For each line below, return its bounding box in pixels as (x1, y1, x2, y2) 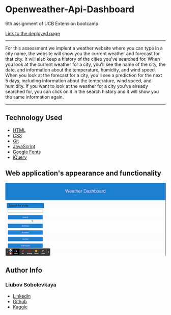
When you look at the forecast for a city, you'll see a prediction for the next (5, 72, 162, 78)
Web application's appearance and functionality (5, 169, 161, 178)
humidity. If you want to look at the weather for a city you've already (5, 83, 149, 89)
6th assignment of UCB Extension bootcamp (5, 20, 99, 27)
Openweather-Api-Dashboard (5, 4, 135, 15)
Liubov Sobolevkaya (5, 281, 57, 288)
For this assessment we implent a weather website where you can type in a (5, 45, 163, 51)
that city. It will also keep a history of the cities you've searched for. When (5, 56, 160, 62)
